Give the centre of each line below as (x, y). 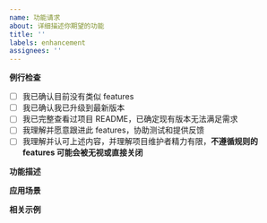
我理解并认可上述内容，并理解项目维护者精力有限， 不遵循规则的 (140, 142)
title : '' (28, 34)
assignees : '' (36, 51)
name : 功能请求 (35, 17)
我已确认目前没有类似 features (78, 97)
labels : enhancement (48, 43)
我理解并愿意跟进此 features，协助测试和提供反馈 (113, 130)
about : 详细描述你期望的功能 (57, 26)
